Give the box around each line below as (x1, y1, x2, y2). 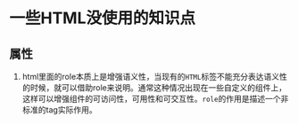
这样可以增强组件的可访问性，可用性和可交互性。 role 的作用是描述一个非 (21, 94, 289, 104)
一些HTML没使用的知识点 (9, 8, 196, 28)
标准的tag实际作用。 (21, 105, 97, 115)
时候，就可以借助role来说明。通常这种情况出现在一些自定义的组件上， (29, 82, 287, 93)
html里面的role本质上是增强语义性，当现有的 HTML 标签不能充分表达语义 (21, 72, 279, 81)
